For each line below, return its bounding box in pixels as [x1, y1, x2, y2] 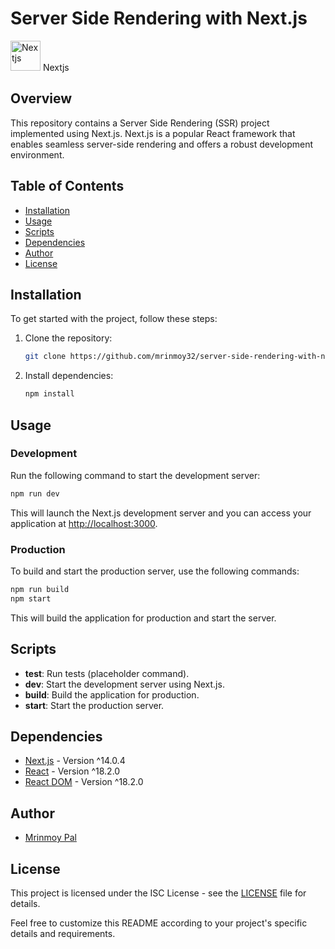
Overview [10, 90, 73, 107]
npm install [24, 389, 75, 399]
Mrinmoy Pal [24, 832, 77, 844]
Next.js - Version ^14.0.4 [24, 755, 126, 767]
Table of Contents [10, 178, 125, 195]
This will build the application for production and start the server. [10, 612, 277, 624]
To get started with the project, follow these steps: [10, 313, 218, 325]
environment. [10, 148, 65, 161]
